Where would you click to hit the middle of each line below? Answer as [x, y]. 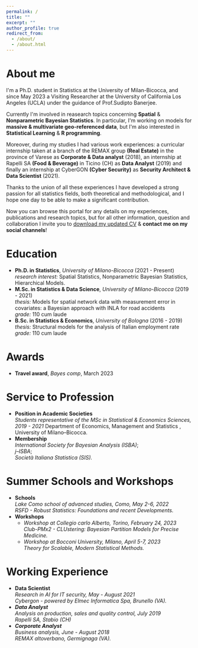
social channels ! [27, 230]
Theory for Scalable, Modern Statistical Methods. [84, 548]
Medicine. [36, 535]
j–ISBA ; [23, 451]
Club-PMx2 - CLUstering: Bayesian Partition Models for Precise [101, 529]
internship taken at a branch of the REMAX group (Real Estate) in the [90, 151]
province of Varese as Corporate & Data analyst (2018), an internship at [94, 157]
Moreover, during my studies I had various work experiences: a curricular [95, 144]
